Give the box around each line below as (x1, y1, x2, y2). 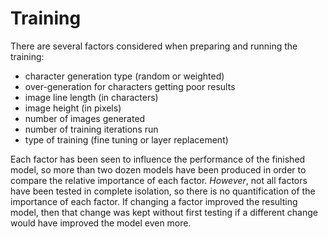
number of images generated (24, 112, 146, 124)
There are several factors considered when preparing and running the (10, 40, 298, 52)
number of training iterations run (24, 123, 159, 135)
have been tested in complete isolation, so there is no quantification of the (10, 185, 316, 197)
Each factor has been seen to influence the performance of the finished (10, 153, 306, 165)
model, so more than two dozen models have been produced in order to (10, 163, 307, 176)
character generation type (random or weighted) (24, 70, 225, 82)
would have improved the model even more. (10, 217, 192, 229)
